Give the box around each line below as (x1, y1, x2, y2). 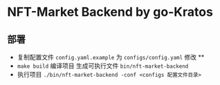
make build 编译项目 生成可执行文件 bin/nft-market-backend (17, 62, 189, 70)
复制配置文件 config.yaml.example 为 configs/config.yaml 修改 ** (17, 53, 205, 61)
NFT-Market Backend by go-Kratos (7, 4, 213, 20)
